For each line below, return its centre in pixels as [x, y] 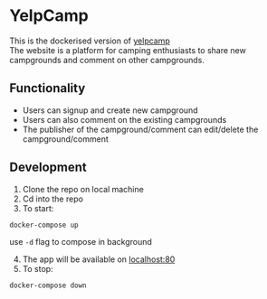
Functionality [48, 88]
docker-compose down [48, 285]
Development [48, 168]
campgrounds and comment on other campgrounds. [107, 60]
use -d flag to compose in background [81, 242]
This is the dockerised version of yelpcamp [90, 41]
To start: [38, 208]
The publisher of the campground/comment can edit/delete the [140, 129]
